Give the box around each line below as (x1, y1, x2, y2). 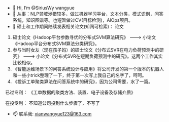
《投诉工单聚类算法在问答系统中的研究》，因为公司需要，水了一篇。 (12, 78, 153, 85)
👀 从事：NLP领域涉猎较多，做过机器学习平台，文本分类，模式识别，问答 (12, 11, 164, 17)
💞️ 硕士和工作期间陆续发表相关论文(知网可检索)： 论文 (12, 23, 124, 29)
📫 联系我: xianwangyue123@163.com (12, 111, 92, 116)
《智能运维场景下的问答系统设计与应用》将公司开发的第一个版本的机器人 (12, 66, 164, 72)
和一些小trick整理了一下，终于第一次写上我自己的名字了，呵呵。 (12, 72, 147, 78)
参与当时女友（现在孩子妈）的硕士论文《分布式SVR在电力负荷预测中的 (12, 47, 160, 53)
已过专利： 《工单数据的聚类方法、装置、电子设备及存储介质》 (5, 89, 136, 95)
